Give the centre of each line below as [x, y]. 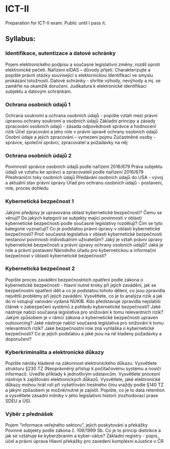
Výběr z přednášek [29, 414]
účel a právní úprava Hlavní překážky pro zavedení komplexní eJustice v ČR [84, 441]
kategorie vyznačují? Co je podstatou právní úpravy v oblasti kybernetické [83, 228]
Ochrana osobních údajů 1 [38, 105]
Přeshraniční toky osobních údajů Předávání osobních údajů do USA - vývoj [84, 178]
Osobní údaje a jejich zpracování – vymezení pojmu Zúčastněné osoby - [80, 137]
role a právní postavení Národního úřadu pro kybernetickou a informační [81, 250]
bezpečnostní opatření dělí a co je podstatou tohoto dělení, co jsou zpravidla [85, 290]
